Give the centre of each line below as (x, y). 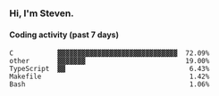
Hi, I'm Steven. (42, 13)
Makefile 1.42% (109, 77)
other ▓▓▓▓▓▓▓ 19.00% (109, 61)
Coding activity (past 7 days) (64, 35)
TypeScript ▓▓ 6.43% (109, 69)
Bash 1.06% (109, 84)
